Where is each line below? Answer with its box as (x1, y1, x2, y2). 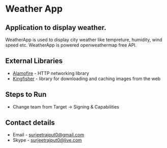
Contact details (5, 119, 55, 127)
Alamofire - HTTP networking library (12, 70, 89, 76)
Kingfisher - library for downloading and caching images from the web (12, 76, 161, 82)
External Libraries (5, 57, 63, 65)
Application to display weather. (5, 23, 107, 32)
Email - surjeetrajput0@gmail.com (12, 132, 85, 138)
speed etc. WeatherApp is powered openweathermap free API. (5, 42, 137, 48)
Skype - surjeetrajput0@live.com (12, 137, 82, 143)
